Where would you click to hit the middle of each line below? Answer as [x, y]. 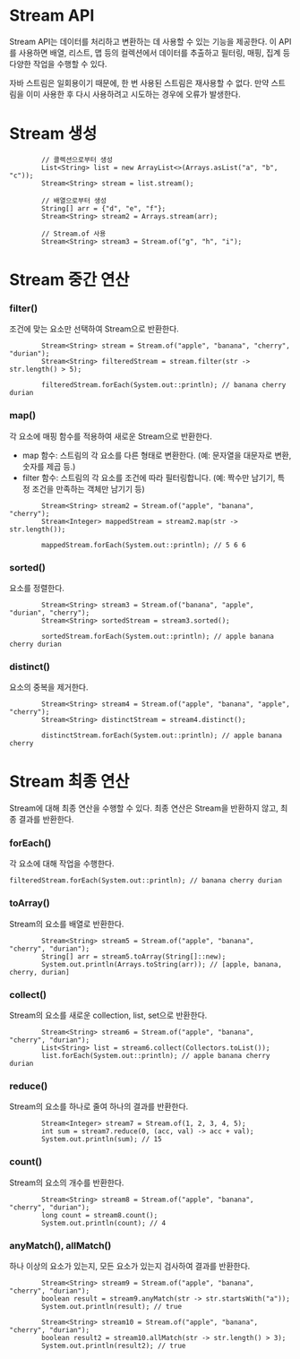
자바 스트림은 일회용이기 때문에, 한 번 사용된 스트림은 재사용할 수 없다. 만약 [139, 82]
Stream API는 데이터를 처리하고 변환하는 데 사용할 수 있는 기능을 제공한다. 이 [143, 41]
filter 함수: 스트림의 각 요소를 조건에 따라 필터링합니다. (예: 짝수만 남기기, [149, 477]
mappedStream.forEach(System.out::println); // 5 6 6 [144, 545]
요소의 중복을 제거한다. [49, 687]
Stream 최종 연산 [69, 782]
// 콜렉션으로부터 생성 [77, 159]
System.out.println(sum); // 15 [102, 1140]
